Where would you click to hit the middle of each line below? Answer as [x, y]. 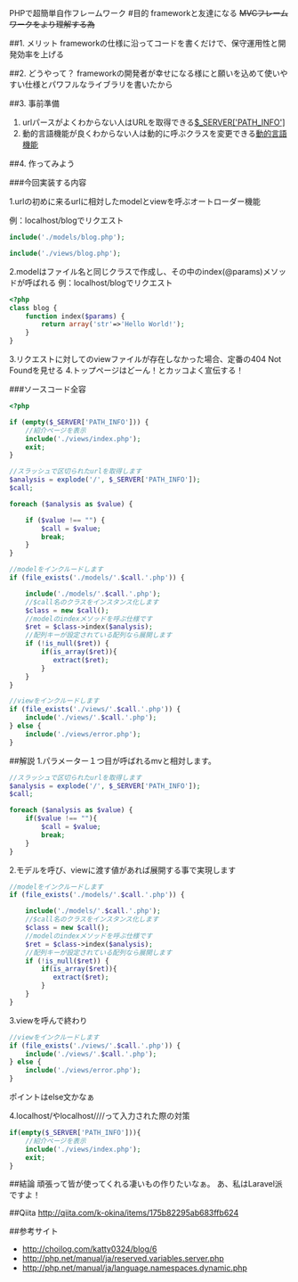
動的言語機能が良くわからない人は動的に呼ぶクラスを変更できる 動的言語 [154, 133]
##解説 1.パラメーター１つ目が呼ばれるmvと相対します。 [113, 760]
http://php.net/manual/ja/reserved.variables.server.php [123, 1259]
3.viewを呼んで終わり [48, 1020]
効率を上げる [40, 54]
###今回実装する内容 [48, 182]
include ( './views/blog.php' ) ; [65, 253]
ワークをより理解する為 [52, 24]
